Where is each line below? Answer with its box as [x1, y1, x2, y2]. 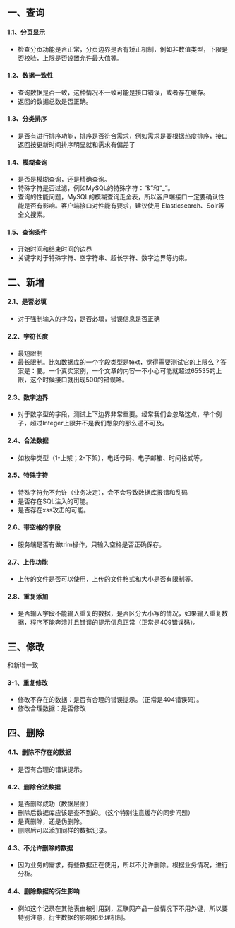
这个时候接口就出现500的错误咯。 [30, 375, 128, 384]
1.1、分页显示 [7, 28, 46, 36]
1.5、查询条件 [7, 228, 47, 236]
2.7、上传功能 [7, 558, 48, 566]
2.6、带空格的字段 [7, 523, 61, 531]
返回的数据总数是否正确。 [17, 97, 92, 105]
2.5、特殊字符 [7, 471, 49, 479]
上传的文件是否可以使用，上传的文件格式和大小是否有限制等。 [17, 575, 198, 583]
